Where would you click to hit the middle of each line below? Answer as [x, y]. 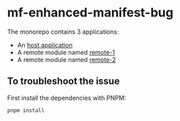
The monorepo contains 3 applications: [63, 32]
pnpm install [26, 110]
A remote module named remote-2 [66, 59]
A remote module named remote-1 [66, 52]
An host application [45, 45]
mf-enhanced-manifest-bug [90, 13]
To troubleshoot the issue [63, 81]
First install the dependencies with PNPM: [67, 98]
